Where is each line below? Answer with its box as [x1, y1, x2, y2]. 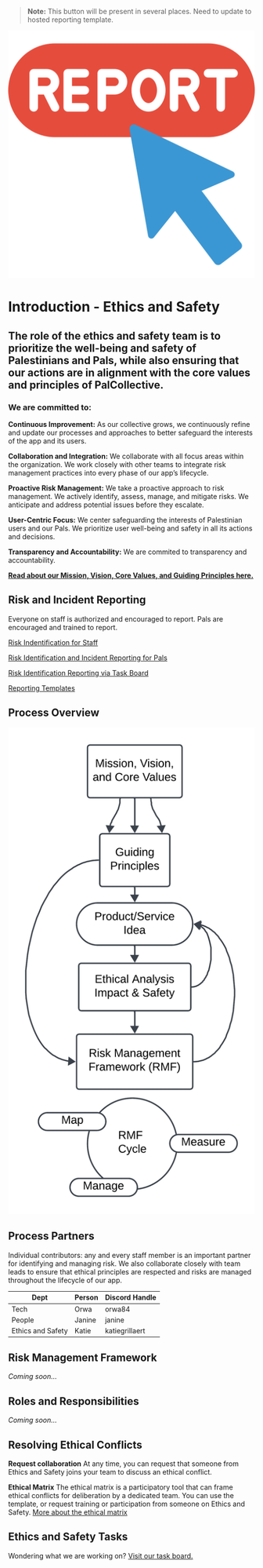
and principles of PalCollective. [8, 378, 164, 392]
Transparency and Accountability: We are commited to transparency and [8, 547, 247, 556]
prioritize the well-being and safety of [8, 341, 197, 355]
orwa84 [104, 1304, 131, 1314]
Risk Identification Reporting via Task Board [8, 668, 149, 677]
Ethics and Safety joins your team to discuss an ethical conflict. [8, 1467, 213, 1476]
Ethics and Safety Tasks [8, 1530, 128, 1544]
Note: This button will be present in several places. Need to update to [27, 7, 252, 16]
